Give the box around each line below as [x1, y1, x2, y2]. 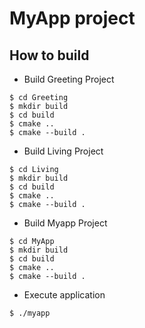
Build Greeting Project [23, 73, 115, 85]
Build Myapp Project [23, 217, 108, 229]
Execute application [23, 289, 106, 301]
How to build [9, 47, 90, 64]
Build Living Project [23, 145, 104, 157]
